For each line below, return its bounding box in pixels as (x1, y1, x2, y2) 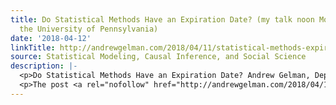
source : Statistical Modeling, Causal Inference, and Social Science (10, 52, 307, 62)
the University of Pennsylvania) (19, 24, 159, 34)
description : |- (10, 61, 78, 71)
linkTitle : (10, 42, 56, 53)
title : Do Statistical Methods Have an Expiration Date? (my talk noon (10, 14, 315, 25)
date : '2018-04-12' (10, 33, 92, 43)
